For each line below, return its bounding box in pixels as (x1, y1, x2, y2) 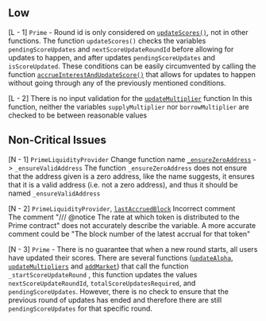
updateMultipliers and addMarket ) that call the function (8, 261, 189, 271)
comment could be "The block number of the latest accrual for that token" (8, 229, 251, 238)
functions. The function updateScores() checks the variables (8, 36, 206, 45)
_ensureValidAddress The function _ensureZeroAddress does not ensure (14, 163, 248, 172)
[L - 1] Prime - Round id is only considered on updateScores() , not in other (8, 27, 249, 37)
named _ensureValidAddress (8, 188, 101, 198)
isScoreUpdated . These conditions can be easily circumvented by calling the (8, 61, 256, 71)
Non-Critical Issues (8, 133, 107, 147)
